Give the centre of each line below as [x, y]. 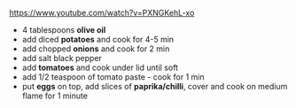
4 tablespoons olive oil [64, 30]
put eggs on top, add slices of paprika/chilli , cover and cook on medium [155, 86]
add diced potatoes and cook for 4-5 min [98, 39]
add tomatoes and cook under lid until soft [100, 67]
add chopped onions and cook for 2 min [96, 49]
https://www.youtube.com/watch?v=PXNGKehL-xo [102, 13]
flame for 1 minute [55, 96]
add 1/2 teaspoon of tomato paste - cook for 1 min [113, 77]
